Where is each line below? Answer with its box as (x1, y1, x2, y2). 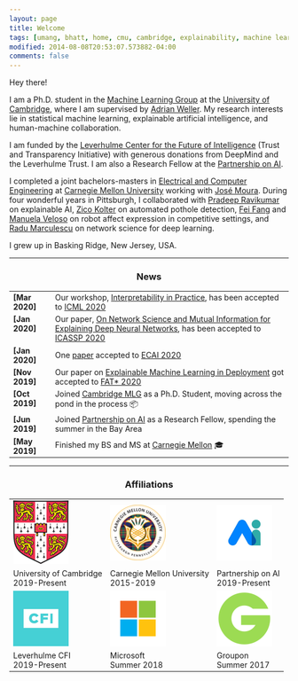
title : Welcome (9, 23, 66, 33)
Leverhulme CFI (12, 650, 71, 661)
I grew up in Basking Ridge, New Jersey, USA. (9, 240, 177, 251)
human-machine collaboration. (9, 122, 122, 133)
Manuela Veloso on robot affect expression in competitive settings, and (9, 214, 270, 224)
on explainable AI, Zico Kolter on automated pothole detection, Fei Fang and (9, 204, 286, 215)
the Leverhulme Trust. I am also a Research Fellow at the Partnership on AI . (9, 159, 284, 169)
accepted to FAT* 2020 (54, 376, 142, 387)
